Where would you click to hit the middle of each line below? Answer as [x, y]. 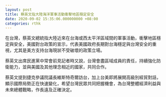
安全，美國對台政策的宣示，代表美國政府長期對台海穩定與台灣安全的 [83, 44]
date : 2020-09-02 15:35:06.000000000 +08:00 [52, 19]
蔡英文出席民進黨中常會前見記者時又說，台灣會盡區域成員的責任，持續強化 [81, 61]
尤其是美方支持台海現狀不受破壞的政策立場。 [59, 50]
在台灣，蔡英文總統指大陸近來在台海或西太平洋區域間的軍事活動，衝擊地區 [81, 38]
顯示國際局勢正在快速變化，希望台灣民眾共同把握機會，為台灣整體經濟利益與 [83, 84]
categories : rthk [23, 23]
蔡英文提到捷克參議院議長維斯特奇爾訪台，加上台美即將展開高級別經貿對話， [83, 77]
